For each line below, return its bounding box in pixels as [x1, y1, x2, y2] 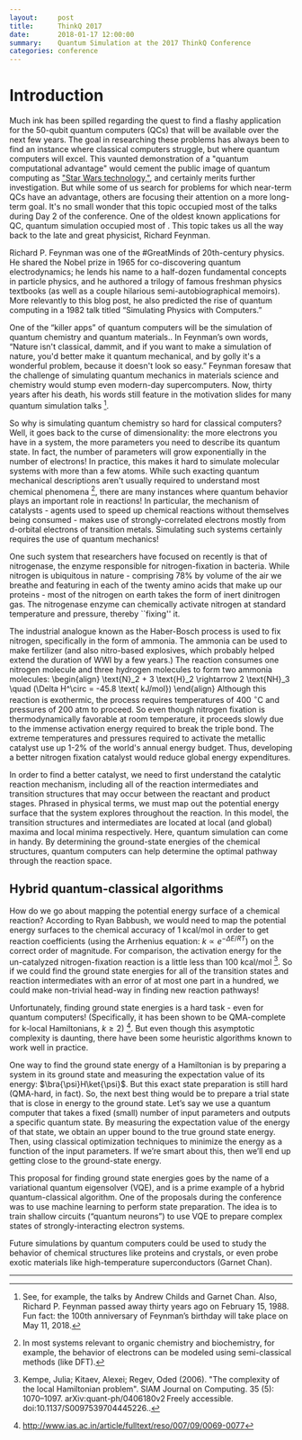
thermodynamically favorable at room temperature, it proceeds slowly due [9, 714, 284, 724]
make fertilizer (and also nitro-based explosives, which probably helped [9, 645, 275, 656]
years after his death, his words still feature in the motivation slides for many [9, 389, 292, 400]
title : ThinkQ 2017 [9, 22, 102, 31]
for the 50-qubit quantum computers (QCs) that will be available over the [9, 125, 280, 136]
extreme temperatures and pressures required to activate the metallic [9, 733, 267, 743]
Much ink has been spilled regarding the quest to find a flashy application [9, 115, 281, 126]
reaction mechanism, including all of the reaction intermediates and [9, 779, 259, 790]
